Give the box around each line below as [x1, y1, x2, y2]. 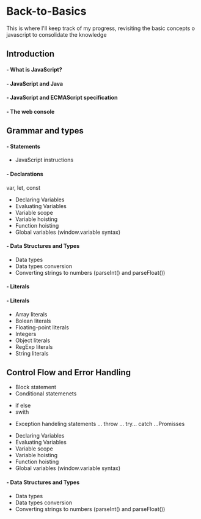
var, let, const [6, 184, 41, 191]
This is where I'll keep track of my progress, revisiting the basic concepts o [6, 24, 196, 32]
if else [15, 402, 31, 409]
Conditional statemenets [15, 390, 77, 397]
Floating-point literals [15, 323, 69, 331]
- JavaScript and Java [6, 80, 63, 87]
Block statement [15, 384, 57, 391]
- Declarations [6, 170, 44, 177]
